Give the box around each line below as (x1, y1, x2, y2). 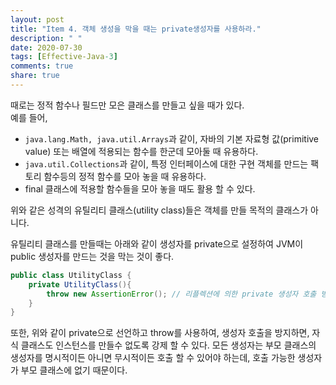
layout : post (10, 14, 65, 25)
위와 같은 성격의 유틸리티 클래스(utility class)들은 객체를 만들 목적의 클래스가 (10, 204, 309, 216)
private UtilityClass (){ (28, 279, 132, 290)
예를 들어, (10, 111, 48, 123)
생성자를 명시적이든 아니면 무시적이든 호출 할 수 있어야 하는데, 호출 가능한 (10, 352, 296, 364)
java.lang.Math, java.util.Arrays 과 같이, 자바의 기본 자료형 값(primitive (24, 132, 320, 145)
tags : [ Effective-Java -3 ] (10, 52, 118, 62)
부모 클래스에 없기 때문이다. (20, 364, 128, 376)
